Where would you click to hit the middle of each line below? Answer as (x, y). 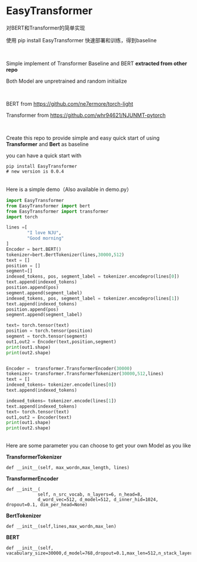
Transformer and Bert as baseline (47, 144)
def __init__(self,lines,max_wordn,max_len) (61, 527)
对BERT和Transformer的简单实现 (46, 28)
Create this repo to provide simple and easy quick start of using (83, 138)
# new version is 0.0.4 (35, 171)
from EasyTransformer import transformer (57, 211)
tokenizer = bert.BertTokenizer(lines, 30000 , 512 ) (65, 255)
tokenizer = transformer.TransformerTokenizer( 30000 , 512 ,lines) (85, 374)
